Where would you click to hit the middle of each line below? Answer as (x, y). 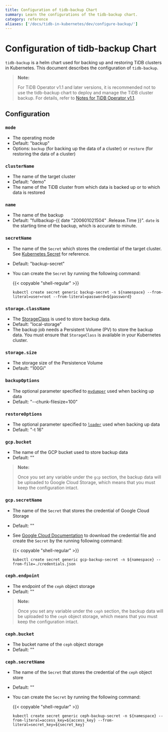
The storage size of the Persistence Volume (58, 363)
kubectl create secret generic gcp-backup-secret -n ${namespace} (83, 560)
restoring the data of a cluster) (44, 154)
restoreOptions (24, 414)
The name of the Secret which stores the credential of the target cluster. (87, 249)
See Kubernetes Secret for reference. (51, 254)
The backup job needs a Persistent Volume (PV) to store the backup (83, 330)
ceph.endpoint (22, 576)
